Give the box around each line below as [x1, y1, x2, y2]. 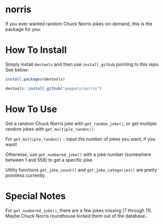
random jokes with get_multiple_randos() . [5, 126, 95, 132]
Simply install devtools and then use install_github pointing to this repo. [5, 61, 160, 67]
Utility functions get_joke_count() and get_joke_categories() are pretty [5, 166, 157, 173]
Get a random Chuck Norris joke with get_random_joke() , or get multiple [5, 120, 157, 127]
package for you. [5, 26, 42, 32]
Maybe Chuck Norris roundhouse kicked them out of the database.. [5, 213, 148, 219]
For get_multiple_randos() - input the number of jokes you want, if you [5, 135, 156, 142]
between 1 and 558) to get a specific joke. [5, 157, 94, 163]
